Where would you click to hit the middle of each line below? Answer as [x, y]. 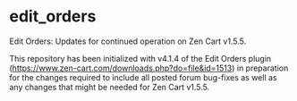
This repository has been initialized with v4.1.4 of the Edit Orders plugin [140, 58]
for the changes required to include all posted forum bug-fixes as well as [143, 77]
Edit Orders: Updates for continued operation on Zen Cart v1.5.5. [128, 41]
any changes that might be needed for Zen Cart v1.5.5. [110, 87]
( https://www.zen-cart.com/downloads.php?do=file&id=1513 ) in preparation [149, 68]
